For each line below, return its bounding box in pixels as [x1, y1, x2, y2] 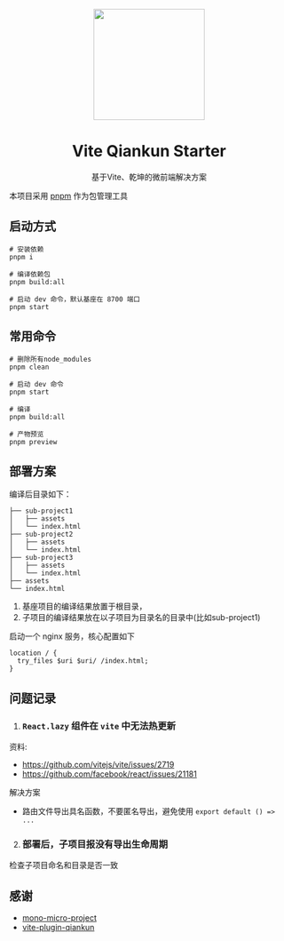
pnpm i [9, 252, 34, 261]
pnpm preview [9, 437, 58, 446]
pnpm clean [9, 363, 50, 371]
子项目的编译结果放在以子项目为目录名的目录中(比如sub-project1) [21, 612, 261, 623]
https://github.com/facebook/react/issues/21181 [21, 769, 197, 779]
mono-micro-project [21, 913, 98, 923]
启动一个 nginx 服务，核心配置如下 [9, 631, 136, 642]
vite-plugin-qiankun [21, 922, 95, 933]
